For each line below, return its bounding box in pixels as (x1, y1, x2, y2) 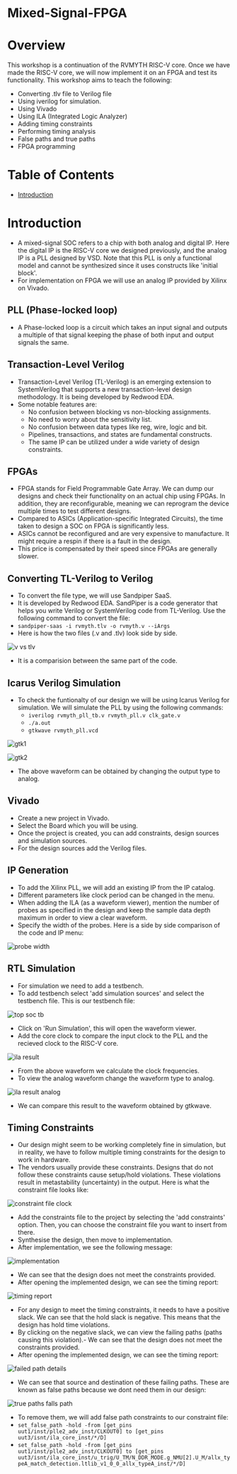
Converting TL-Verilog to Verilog (7, 572, 154, 585)
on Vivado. (17, 284, 50, 292)
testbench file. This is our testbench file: (17, 996, 136, 1005)
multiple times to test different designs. (17, 507, 132, 515)
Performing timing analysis (17, 127, 96, 136)
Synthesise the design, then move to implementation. (17, 1235, 173, 1244)
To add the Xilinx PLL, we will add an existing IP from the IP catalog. (17, 883, 216, 891)
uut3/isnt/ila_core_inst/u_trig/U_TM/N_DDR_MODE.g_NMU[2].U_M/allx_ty (17, 1454, 231, 1461)
